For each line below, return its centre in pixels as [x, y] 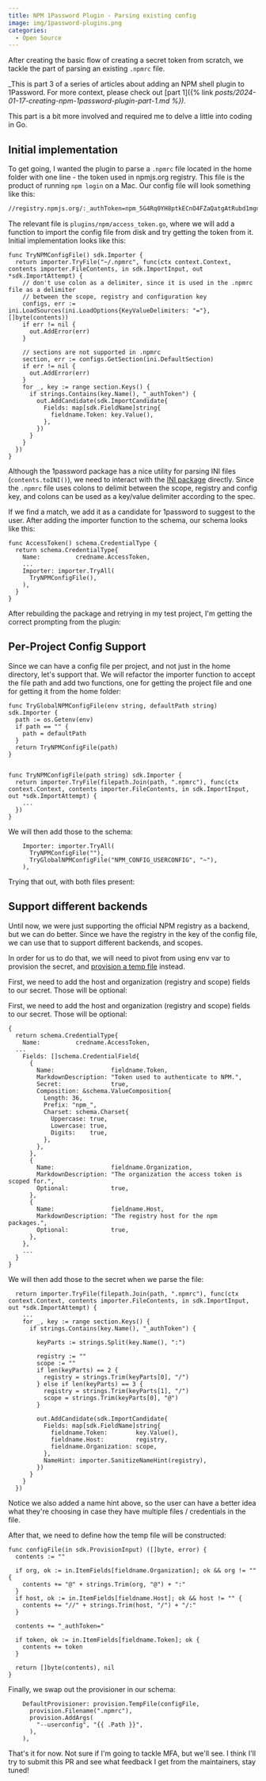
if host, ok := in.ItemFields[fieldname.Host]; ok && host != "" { [129, 1598]
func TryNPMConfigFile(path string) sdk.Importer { [95, 775]
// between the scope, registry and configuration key [115, 297]
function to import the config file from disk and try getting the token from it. [131, 232]
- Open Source [38, 38]
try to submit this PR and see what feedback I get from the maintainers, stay [132, 1761]
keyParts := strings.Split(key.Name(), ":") [111, 1342]
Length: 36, [63, 1098]
